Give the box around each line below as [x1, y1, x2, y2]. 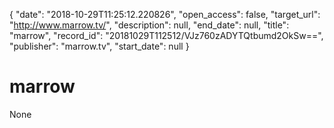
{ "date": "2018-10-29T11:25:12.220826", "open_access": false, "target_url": [9, 9, 321, 20]
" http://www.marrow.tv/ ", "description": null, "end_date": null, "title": [9, 19, 290, 31]
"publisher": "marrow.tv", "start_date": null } [9, 40, 190, 52]
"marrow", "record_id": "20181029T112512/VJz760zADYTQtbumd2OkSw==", [9, 30, 324, 41]
